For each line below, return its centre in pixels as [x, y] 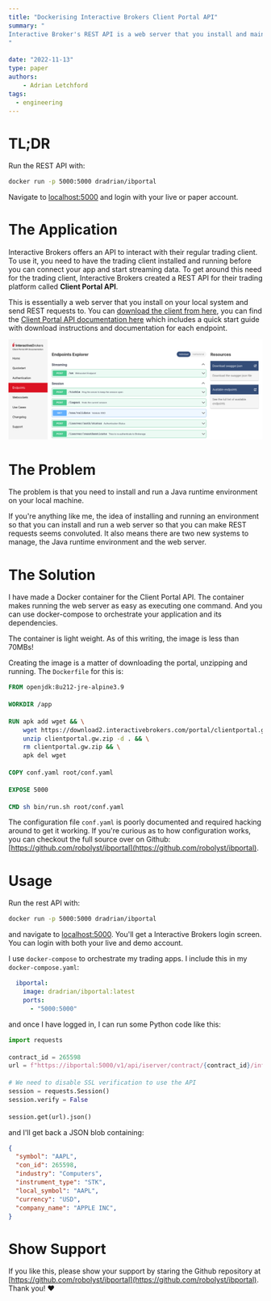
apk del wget [45, 756]
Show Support [57, 1249]
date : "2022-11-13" [41, 60]
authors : [23, 77]
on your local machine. [46, 501]
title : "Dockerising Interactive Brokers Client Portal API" [113, 17]
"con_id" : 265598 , [47, 1165]
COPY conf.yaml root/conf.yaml [61, 773]
